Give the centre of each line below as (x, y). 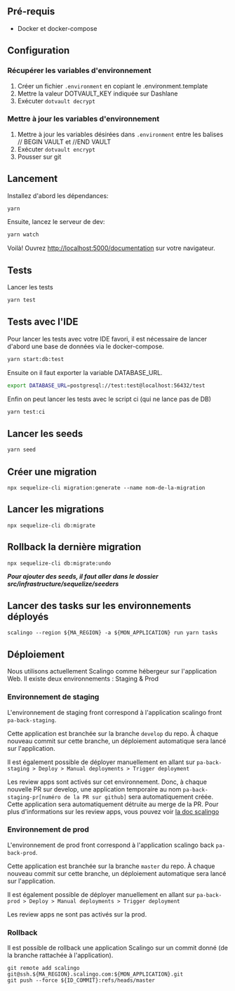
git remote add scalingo (43, 969)
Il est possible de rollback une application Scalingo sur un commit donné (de (117, 948)
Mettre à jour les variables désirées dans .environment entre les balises (120, 134)
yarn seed (22, 450)
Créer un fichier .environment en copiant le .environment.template (113, 86)
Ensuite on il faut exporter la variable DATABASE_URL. (85, 372)
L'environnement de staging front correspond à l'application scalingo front (115, 712)
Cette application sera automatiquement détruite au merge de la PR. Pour (113, 804)
